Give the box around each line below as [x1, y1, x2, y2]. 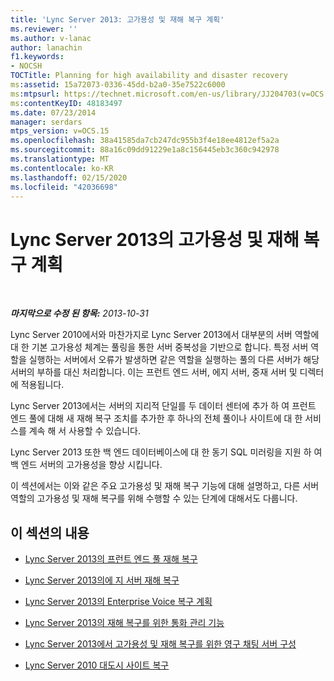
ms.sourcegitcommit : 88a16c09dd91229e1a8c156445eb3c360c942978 [10, 145, 280, 155]
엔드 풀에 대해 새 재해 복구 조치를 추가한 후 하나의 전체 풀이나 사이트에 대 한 [10, 412, 303, 425]
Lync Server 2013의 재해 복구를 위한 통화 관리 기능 [24, 617, 225, 629]
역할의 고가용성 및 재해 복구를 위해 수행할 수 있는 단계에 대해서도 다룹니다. [10, 492, 298, 505]
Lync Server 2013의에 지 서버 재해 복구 [24, 574, 180, 586]
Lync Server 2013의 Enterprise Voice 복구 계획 [24, 596, 213, 608]
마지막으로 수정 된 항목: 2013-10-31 [10, 307, 149, 320]
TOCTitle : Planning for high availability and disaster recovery [10, 71, 288, 81]
